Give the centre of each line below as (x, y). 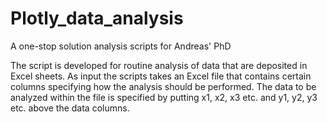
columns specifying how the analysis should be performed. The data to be (163, 86)
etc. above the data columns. (70, 108)
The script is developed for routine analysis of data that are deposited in (159, 65)
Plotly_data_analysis (97, 18)
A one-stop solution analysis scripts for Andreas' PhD (121, 46)
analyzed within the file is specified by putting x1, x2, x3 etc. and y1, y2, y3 (164, 97)
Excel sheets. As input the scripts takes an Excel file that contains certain (161, 76)
